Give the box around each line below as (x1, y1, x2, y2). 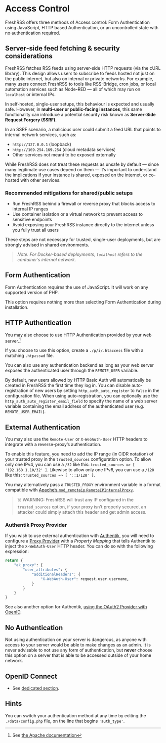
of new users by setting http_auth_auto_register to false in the (29, 388, 160, 394)
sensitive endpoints (12, 216, 52, 223)
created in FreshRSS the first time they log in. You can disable (5, 382, 131, 389)
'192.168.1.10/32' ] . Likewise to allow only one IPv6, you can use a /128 (5, 467, 154, 473)
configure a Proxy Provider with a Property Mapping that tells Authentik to (5, 538, 156, 544)
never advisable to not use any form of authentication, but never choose (5, 647, 153, 653)
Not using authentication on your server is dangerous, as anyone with (5, 637, 147, 643)
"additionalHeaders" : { (31, 572, 81, 577)
